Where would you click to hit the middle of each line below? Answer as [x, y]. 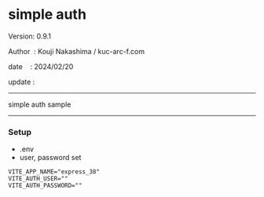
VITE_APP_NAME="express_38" [54, 172]
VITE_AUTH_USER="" [38, 179]
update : [22, 82]
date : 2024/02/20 [41, 66]
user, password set [50, 158]
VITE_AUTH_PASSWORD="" [45, 186]
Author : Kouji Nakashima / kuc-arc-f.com [77, 51]
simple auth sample [40, 104]
